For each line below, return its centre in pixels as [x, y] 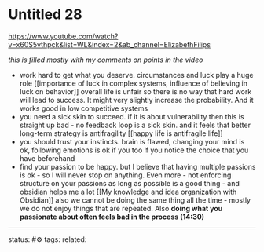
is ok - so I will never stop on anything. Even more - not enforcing [125, 175]
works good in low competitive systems [84, 108]
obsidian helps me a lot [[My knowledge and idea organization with [128, 192]
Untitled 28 [45, 15]
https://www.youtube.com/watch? [63, 36]
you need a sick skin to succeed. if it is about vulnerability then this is [132, 116]
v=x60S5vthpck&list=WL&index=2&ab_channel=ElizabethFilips [109, 44]
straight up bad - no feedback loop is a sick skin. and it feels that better [135, 125]
